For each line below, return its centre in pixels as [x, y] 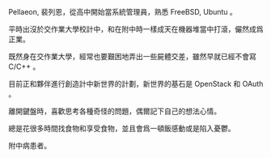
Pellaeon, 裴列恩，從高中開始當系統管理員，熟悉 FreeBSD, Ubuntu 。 [123, 12]
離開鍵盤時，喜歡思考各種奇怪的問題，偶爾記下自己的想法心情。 [114, 111]
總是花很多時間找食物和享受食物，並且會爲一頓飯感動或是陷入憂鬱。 [122, 128]
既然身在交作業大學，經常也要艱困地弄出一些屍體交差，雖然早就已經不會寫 [132, 56]
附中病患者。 [30, 145]
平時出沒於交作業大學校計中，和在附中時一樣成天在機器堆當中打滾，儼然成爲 [136, 29]
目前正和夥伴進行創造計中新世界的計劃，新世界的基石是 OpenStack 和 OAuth [136, 84]
